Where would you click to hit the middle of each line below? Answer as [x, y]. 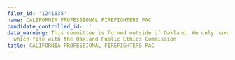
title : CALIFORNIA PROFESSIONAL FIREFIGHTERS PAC [81, 46]
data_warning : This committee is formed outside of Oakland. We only [111, 33]
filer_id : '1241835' [37, 13]
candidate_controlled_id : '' [50, 26]
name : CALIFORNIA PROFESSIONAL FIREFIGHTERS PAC [79, 20]
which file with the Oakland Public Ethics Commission [95, 39]
